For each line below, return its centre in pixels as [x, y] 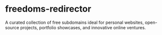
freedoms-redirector [48, 9]
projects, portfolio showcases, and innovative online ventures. [83, 27]
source [12, 27]
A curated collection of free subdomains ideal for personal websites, [75, 22]
